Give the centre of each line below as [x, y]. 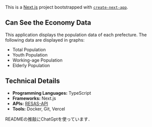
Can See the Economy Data [48, 23]
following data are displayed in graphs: [45, 40]
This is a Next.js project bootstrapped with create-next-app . [67, 7]
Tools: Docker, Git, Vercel [39, 109]
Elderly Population [31, 65]
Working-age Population [37, 60]
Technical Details [33, 81]
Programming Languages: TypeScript [52, 93]
